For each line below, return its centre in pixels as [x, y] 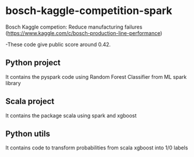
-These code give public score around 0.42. [58, 44]
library [13, 83]
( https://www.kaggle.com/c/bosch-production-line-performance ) [84, 33]
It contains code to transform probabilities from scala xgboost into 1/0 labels [97, 148]
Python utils [28, 133]
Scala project [30, 101]
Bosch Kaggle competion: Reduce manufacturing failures [74, 27]
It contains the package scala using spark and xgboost [71, 116]
